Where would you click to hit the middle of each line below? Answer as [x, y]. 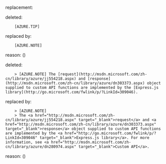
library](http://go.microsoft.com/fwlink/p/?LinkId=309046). [72, 92]
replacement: [19, 7]
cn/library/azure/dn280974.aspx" [41, 147]
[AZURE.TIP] [27, 27]
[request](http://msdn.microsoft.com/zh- [102, 74]
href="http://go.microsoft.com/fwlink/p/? [111, 133]
